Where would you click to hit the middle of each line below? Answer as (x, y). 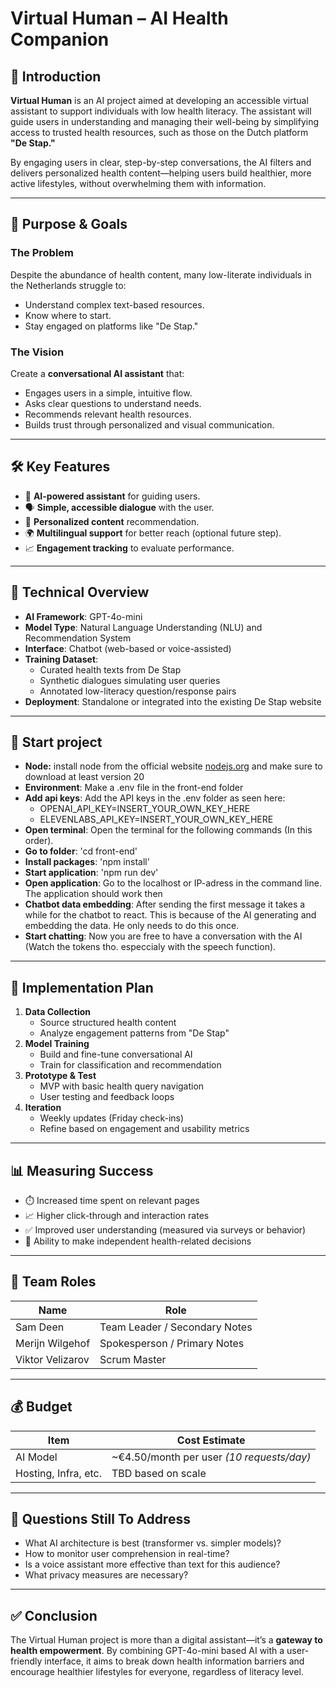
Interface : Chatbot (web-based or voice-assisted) (128, 648)
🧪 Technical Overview (80, 592)
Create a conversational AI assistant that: (97, 373)
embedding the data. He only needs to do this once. (132, 926)
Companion (60, 39)
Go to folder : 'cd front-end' (81, 851)
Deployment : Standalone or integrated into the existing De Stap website (173, 701)
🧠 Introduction (56, 76)
